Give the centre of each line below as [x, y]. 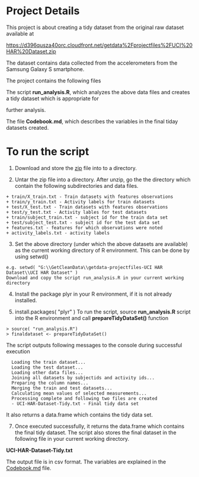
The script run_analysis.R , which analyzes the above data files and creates [98, 92]
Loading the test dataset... [47, 367]
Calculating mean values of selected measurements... [79, 393]
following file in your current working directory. [72, 438]
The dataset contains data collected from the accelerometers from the [92, 63]
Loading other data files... [47, 372]
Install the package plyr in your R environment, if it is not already [93, 294]
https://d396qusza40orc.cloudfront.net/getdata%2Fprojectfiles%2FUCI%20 [99, 45]
